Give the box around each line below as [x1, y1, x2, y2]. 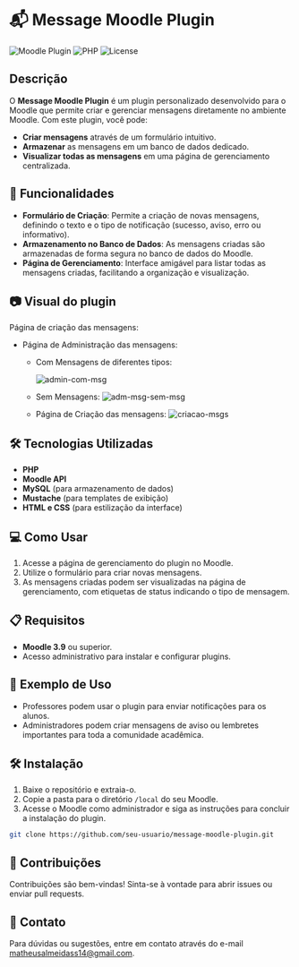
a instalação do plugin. [21, 813, 107, 824]
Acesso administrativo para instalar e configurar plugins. [21, 651, 231, 662]
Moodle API [21, 474, 67, 484]
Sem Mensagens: [35, 391, 100, 402]
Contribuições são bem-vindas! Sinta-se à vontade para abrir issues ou [9, 879, 273, 890]
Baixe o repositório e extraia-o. [21, 784, 137, 795]
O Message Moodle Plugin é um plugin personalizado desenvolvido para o [9, 95, 286, 106]
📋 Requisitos [9, 613, 85, 629]
